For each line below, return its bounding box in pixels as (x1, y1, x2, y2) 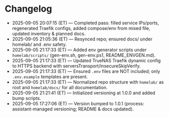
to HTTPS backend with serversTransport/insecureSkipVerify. (12, 63, 141, 69)
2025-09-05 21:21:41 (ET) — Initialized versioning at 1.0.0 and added (12, 90, 155, 96)
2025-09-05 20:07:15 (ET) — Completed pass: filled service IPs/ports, (12, 20, 159, 26)
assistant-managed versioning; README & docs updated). (12, 106, 134, 112)
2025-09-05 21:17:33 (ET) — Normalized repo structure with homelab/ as (12, 79, 164, 85)
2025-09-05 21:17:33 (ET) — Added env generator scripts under (12, 47, 147, 53)
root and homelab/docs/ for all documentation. (12, 84, 108, 90)
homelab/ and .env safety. (12, 41, 67, 47)
